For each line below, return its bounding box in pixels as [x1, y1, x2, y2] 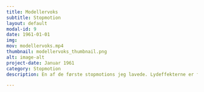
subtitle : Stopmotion [6, 15, 61, 21]
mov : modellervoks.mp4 [6, 43, 64, 49]
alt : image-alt [6, 54, 45, 60]
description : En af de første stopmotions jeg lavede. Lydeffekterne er [6, 71, 194, 77]
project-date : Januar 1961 [6, 60, 75, 66]
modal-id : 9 [6, 26, 36, 32]
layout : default [6, 20, 47, 26]
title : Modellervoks [6, 9, 59, 15]
